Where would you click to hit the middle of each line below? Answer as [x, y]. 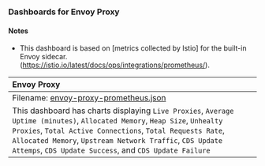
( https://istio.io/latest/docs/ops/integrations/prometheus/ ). [115, 65]
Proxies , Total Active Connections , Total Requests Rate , [118, 130]
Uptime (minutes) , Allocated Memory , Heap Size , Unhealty [118, 121]
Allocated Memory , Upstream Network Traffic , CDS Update [118, 141]
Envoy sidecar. [43, 57]
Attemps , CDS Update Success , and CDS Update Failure [111, 150]
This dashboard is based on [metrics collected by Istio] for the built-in [133, 48]
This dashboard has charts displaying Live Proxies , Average [123, 111]
